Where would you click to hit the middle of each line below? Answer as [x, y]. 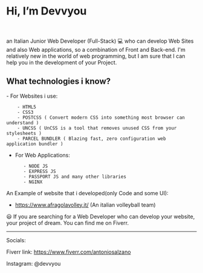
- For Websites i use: [32, 96]
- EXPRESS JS [40, 171]
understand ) [23, 123]
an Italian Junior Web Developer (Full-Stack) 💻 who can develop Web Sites [100, 41]
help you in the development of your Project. [62, 62]
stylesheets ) [24, 133]
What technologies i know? [58, 82]
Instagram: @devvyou [34, 263]
